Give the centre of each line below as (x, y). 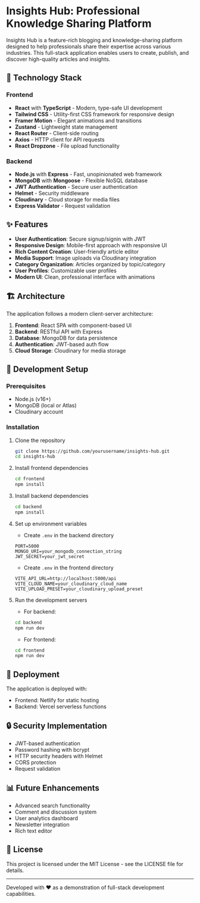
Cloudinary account (39, 412)
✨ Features (27, 225)
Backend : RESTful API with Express (58, 331)
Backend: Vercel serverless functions (61, 706)
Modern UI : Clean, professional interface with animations (85, 277)
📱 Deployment (33, 674)
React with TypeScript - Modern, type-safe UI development (88, 108)
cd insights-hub (35, 457)
